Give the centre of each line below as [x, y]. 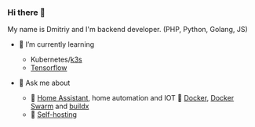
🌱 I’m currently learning [56, 44]
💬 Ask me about [44, 83]
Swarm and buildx [60, 106]
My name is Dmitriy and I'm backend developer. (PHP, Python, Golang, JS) [127, 30]
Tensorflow [49, 68]
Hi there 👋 [27, 12]
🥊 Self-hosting [54, 115]
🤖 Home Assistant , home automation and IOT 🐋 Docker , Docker [132, 98]
